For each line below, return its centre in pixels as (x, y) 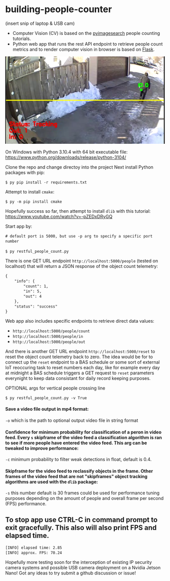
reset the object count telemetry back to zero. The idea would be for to (79, 357)
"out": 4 (33, 296)
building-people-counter (59, 9)
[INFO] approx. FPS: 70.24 (34, 553)
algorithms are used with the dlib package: (52, 482)
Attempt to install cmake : (30, 191)
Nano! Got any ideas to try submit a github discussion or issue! (71, 573)
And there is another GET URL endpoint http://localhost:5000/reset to (80, 351)
